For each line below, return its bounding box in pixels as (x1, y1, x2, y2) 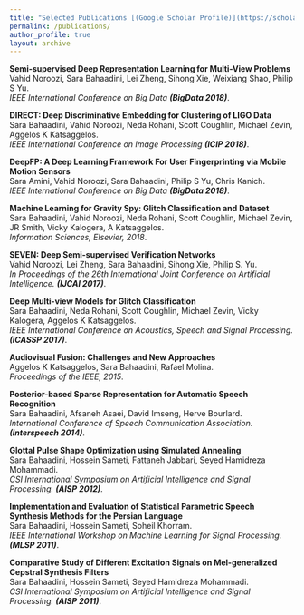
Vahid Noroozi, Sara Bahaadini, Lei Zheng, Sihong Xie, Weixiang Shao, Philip (9, 73, 294, 84)
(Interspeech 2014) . (9, 427, 86, 438)
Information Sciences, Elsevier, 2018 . (9, 232, 147, 243)
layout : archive (9, 38, 71, 48)
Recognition (9, 398, 56, 409)
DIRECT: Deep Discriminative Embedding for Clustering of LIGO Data (9, 110, 272, 121)
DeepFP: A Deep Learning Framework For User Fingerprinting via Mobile (9, 156, 287, 168)
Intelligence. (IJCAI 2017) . (9, 278, 107, 289)
